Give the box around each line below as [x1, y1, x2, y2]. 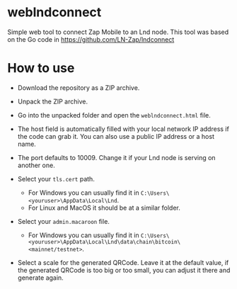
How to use [7, 60, 75, 76]
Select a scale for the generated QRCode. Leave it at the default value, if [17, 258, 229, 266]
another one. [17, 161, 55, 169]
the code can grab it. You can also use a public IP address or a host [17, 132, 214, 140]
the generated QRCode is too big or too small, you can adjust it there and [17, 266, 231, 274]
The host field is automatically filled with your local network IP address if [17, 125, 230, 133]
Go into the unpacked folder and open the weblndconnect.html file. [17, 110, 211, 119]
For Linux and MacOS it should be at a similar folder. [28, 203, 180, 212]
